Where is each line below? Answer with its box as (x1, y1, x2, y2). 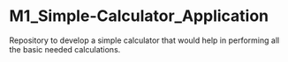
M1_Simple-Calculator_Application (9, 6, 269, 26)
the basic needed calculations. (9, 44, 121, 54)
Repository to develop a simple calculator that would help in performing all (9, 35, 280, 45)
